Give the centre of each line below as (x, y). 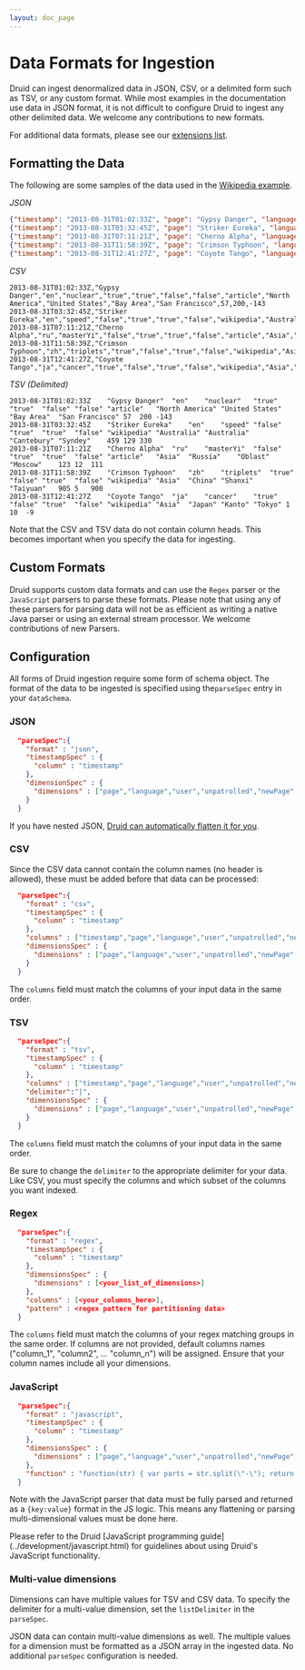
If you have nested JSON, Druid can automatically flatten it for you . (134, 826)
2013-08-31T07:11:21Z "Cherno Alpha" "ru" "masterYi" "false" (146, 448)
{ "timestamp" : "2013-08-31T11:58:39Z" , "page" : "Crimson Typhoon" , (140, 245)
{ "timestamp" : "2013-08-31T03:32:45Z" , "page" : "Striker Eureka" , (138, 229)
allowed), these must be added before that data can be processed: (134, 879)
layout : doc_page (42, 18)
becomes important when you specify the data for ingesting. (123, 539)
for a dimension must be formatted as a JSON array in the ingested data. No (152, 1645)
